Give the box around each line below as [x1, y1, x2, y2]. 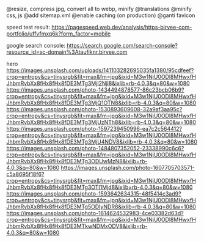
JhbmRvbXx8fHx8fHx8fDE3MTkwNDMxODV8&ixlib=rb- [6, 222, 148, 230]
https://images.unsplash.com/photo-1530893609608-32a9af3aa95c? [6, 106, 183, 112]
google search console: [6, 42, 66, 49]
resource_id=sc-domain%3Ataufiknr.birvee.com [6, 48, 128, 56]
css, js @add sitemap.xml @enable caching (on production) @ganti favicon [6, 12, 195, 19]
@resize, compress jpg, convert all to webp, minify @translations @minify [6, 5, 192, 12]
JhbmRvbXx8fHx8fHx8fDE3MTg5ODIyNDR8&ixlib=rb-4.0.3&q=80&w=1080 [6, 203, 197, 210]
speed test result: [6, 24, 51, 31]
